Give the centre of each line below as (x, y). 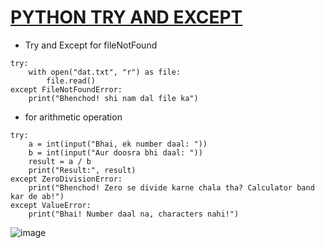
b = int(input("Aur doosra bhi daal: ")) (115, 152)
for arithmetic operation (73, 117)
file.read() (71, 81)
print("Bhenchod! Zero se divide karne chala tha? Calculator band (171, 187)
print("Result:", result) (82, 170)
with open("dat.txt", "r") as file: (105, 72)
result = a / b (60, 161)
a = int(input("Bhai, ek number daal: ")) (118, 144)
